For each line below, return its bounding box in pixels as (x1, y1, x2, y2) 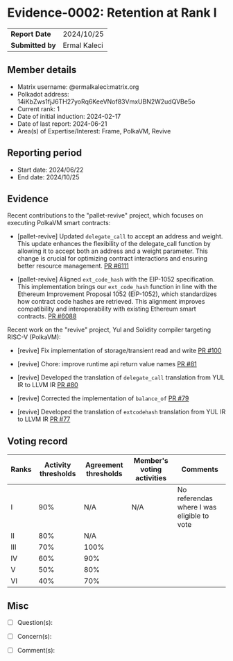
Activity (44, 460, 71, 470)
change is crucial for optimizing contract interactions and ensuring (17, 254, 208, 263)
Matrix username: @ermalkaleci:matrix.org (17, 82, 139, 91)
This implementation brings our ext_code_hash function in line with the (17, 283, 217, 291)
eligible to (177, 511, 209, 521)
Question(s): (17, 619, 53, 626)
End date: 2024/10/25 (17, 172, 80, 181)
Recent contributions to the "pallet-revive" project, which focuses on (7, 211, 203, 220)
